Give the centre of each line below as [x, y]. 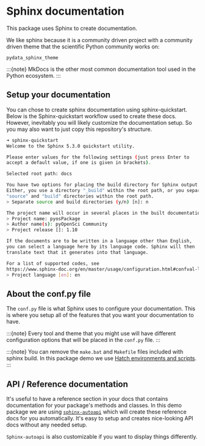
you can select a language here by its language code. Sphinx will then [101, 247]
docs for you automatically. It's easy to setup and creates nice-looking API [100, 418]
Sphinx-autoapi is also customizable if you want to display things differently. [102, 437]
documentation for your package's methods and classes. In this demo [94, 405]
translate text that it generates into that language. [77, 252]
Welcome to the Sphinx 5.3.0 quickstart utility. [71, 146]
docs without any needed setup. [47, 425]
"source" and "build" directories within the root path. [80, 196]
